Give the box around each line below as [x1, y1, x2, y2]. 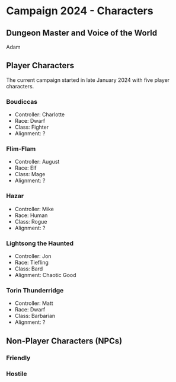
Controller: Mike [14, 205, 55, 212]
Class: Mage [14, 171, 46, 178]
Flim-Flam [6, 145, 36, 153]
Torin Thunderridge [6, 286, 64, 294]
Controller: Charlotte [14, 111, 65, 118]
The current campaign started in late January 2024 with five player [6, 76, 170, 84]
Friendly [6, 354, 31, 362]
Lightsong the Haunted [6, 239, 74, 247]
